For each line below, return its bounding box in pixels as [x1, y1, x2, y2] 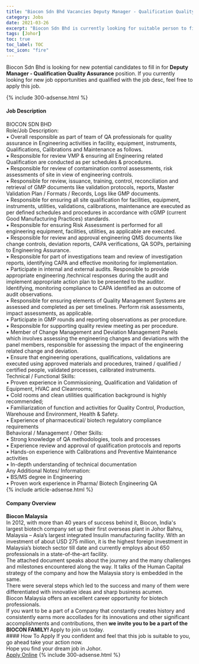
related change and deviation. [6, 347, 79, 355]
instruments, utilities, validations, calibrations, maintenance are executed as [6, 202, 191, 209]
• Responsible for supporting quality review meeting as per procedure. [6, 322, 179, 329]
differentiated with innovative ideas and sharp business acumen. [6, 588, 164, 596]
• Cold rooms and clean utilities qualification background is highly [6, 391, 167, 398]
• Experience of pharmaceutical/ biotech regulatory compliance [6, 416, 162, 424]
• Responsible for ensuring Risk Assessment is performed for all [6, 221, 163, 228]
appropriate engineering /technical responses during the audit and [6, 272, 169, 279]
